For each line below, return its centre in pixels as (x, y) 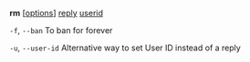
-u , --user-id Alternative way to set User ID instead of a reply (125, 48)
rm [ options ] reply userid (56, 13)
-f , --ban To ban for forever (61, 30)
